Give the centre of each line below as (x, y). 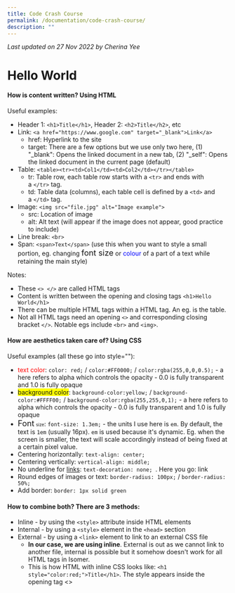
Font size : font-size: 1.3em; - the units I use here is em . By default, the (120, 423)
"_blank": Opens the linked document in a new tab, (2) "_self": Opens (128, 154)
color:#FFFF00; (40, 400)
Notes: (17, 274)
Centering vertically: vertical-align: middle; (84, 461)
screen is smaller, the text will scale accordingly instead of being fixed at (122, 439)
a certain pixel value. (47, 447)
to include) (43, 229)
